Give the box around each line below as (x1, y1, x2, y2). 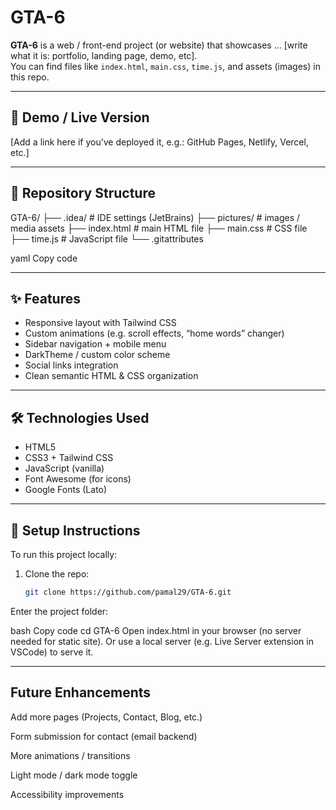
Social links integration (24, 359, 119, 371)
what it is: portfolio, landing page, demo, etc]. (10, 49, 198, 61)
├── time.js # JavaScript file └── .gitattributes (10, 232, 204, 245)
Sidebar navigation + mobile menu (24, 338, 167, 350)
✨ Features (10, 290, 81, 307)
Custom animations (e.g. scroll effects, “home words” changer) (24, 327, 285, 340)
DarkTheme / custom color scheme (24, 349, 171, 361)
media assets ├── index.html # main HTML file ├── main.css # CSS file (10, 222, 308, 234)
